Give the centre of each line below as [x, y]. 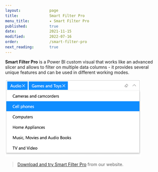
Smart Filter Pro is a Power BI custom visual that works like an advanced [79, 61]
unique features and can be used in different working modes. [67, 72]
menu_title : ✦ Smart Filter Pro [47, 21]
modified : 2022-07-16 [38, 37]
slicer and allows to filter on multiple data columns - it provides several [77, 67]
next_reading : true [32, 47]
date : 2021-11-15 [38, 31]
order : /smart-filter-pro [46, 42]
